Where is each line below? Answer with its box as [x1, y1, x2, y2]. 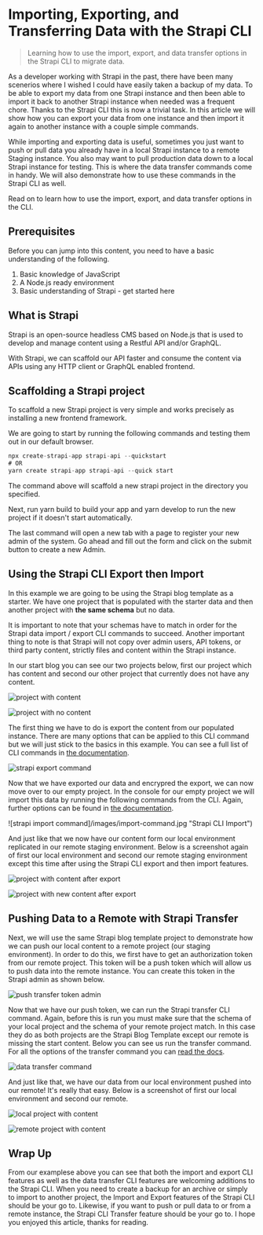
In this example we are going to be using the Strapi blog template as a [8, 588, 234, 597]
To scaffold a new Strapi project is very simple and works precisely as [8, 405, 235, 415]
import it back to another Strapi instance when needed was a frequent [8, 97, 236, 106]
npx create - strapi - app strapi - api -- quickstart [8, 452, 167, 460]
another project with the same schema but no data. [8, 605, 175, 614]
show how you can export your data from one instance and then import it [8, 113, 245, 122]
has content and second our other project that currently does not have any [8, 669, 250, 678]
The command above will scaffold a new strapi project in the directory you [8, 481, 249, 490]
